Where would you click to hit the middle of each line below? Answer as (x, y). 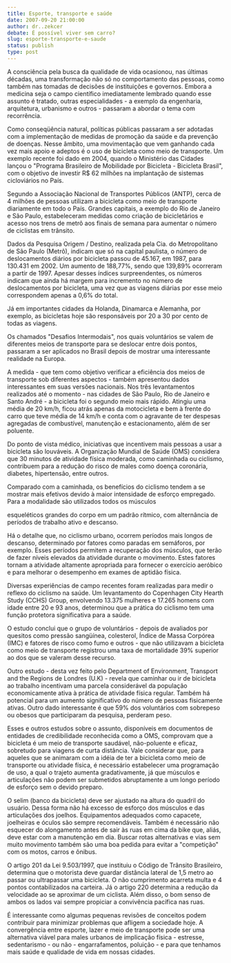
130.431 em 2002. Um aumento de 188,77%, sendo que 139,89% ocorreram (115, 266)
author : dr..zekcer (35, 26)
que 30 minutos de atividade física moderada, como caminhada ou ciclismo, (115, 458)
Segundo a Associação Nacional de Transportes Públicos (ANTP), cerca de (114, 193)
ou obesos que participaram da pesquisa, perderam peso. (90, 714)
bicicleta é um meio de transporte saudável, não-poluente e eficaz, (102, 743)
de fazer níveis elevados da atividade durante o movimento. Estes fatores (111, 557)
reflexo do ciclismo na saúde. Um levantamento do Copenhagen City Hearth (115, 593)
